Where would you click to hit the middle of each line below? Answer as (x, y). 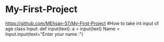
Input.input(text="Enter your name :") (44, 34)
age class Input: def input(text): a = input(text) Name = (62, 28)
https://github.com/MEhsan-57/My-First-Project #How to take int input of (82, 23)
